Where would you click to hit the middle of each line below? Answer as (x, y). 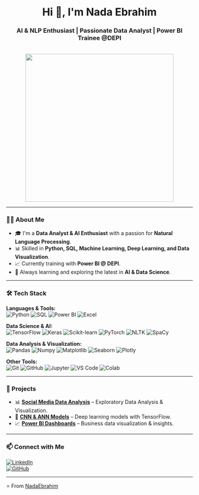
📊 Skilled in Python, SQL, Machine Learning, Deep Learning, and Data (102, 248)
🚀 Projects (21, 389)
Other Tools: (22, 362)
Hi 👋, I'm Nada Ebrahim (99, 12)
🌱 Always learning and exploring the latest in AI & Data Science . (93, 272)
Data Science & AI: (29, 326)
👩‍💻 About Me (25, 220)
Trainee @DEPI (99, 38)
